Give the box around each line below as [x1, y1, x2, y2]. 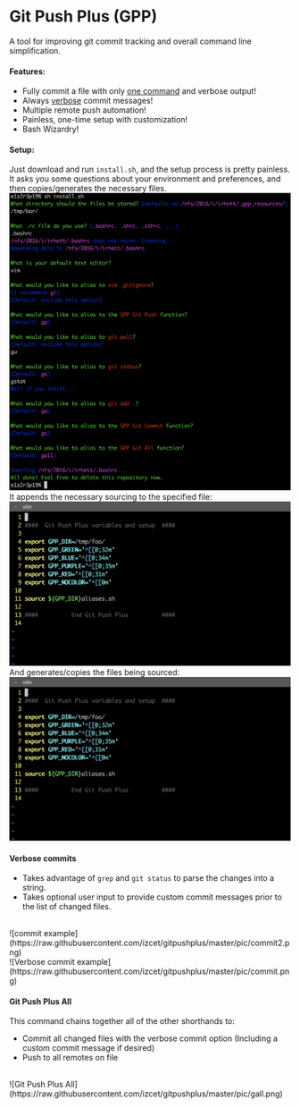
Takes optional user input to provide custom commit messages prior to [21, 892, 283, 902]
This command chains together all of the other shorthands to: [9, 1016, 235, 1027]
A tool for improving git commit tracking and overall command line [9, 36, 253, 47]
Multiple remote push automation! [21, 105, 146, 115]
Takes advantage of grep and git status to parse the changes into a [21, 873, 275, 884]
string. [21, 883, 46, 893]
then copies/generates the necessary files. [9, 183, 167, 194]
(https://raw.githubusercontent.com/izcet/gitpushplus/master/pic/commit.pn [9, 966, 290, 977]
